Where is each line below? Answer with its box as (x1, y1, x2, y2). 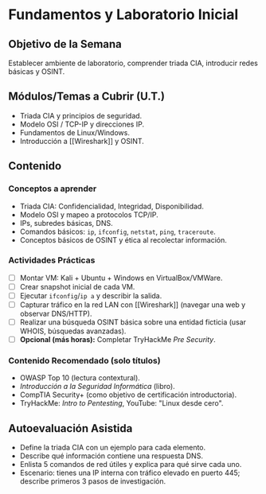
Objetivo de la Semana (8, 37, 122, 51)
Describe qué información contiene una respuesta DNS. (19, 451, 203, 461)
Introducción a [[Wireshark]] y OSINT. (19, 136, 145, 146)
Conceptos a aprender (8, 183, 97, 194)
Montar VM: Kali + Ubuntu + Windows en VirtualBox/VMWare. (19, 273, 223, 282)
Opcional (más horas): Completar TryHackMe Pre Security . (19, 335, 217, 344)
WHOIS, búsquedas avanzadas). (19, 326, 127, 336)
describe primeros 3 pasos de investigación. (19, 476, 166, 486)
